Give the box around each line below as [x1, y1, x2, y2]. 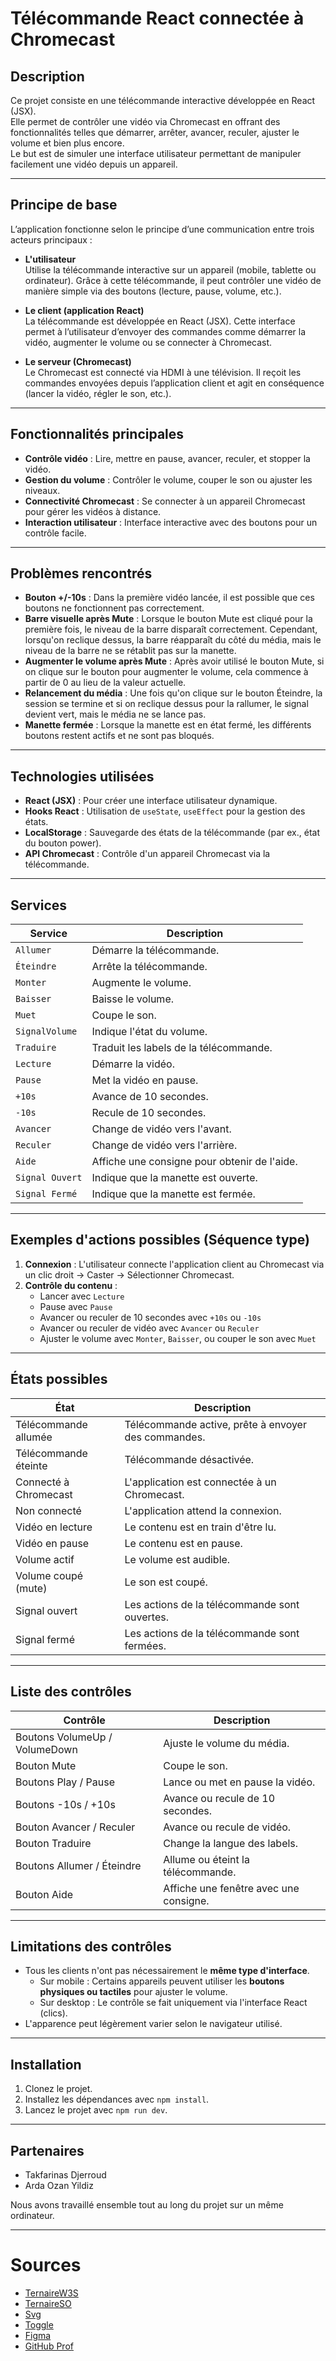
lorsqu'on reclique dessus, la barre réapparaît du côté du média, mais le [24, 634, 322, 646]
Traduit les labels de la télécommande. [91, 1041, 273, 1055]
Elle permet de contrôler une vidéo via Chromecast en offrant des [10, 116, 281, 127]
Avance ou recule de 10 [163, 1791, 276, 1805]
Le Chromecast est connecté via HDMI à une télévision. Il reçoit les [24, 366, 302, 378]
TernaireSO [24, 2297, 72, 2309]
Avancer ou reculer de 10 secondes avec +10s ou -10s [39, 1311, 262, 1323]
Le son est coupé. [124, 1575, 208, 1589]
